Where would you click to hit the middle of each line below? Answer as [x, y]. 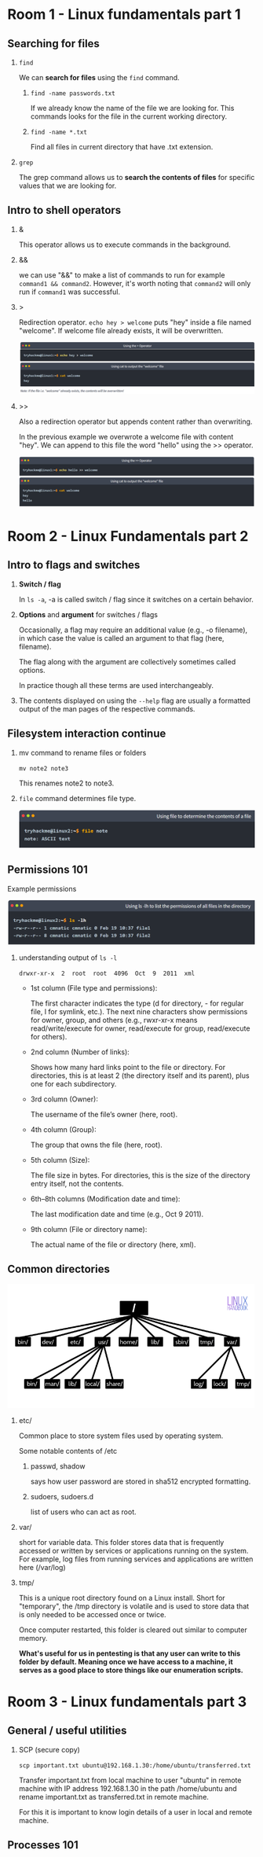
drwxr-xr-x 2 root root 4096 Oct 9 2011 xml [107, 973]
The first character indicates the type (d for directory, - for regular [137, 1003]
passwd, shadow [58, 1466]
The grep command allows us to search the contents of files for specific [137, 177]
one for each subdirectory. [73, 1083]
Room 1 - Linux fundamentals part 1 [124, 15]
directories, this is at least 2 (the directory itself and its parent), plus [140, 1076]
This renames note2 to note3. [66, 783]
